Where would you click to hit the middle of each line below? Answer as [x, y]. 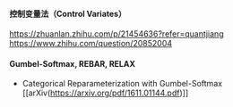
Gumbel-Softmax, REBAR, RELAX [73, 63]
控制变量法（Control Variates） [68, 13]
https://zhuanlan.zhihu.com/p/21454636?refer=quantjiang [116, 34]
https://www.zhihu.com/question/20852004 [91, 44]
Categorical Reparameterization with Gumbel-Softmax [122, 84]
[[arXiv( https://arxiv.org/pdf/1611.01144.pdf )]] [105, 93]
